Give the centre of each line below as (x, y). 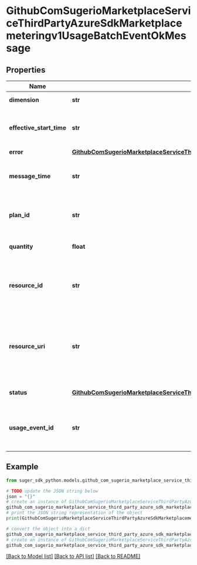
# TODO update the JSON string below (52, 491)
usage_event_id (31, 428)
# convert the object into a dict (48, 529)
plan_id (19, 215)
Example (22, 467)
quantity (21, 246)
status (18, 393)
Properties (26, 70)
